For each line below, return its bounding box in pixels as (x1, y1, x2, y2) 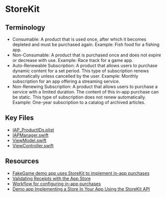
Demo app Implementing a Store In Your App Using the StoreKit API (12, 186, 150, 192)
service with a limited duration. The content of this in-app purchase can (12, 89, 159, 95)
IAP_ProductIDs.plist (12, 127, 55, 133)
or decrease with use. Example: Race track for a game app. (12, 57, 133, 63)
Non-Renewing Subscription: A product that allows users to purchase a (12, 84, 158, 90)
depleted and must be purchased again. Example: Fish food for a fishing (12, 42, 160, 48)
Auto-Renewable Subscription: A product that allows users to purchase (12, 63, 158, 68)
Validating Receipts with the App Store (12, 175, 91, 181)
